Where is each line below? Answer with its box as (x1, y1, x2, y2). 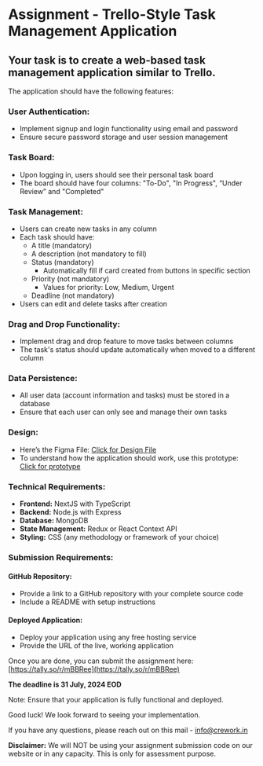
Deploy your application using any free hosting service (19, 632, 197, 642)
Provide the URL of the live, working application (19, 641, 174, 651)
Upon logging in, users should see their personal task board (19, 170, 214, 179)
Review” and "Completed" (19, 186, 104, 196)
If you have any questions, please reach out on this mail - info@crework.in (8, 725, 249, 735)
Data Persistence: (8, 373, 78, 384)
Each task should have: (19, 232, 95, 241)
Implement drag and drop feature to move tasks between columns (19, 336, 234, 346)
